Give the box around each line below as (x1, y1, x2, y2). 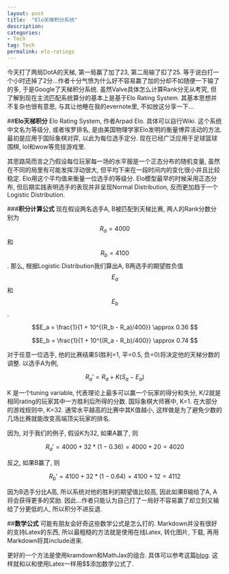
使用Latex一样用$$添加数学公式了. (36, 560, 134, 568)
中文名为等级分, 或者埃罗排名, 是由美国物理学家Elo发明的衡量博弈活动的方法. (7, 125, 222, 134)
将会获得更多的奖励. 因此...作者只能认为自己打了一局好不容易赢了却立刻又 (7, 497, 214, 505)
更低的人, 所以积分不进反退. (25, 505, 103, 513)
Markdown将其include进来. (7, 536, 83, 545)
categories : (7, 29, 41, 36)
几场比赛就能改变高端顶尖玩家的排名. (7, 414, 111, 422)
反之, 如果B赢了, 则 (7, 458, 60, 466)
